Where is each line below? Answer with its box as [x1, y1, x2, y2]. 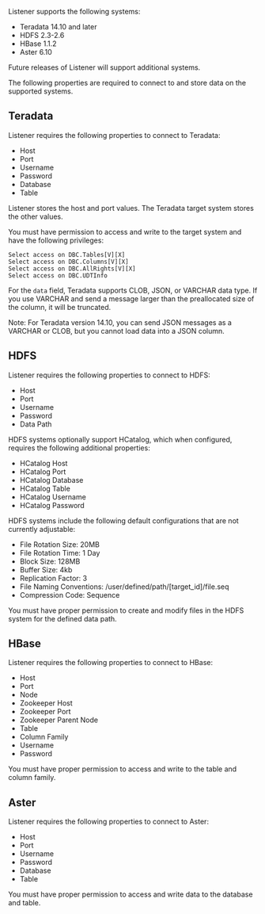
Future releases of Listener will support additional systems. [8, 63, 201, 72]
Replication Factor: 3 [19, 573, 88, 583]
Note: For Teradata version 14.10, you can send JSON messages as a [8, 317, 232, 327]
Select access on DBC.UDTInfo [8, 271, 108, 280]
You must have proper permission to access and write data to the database [8, 889, 253, 899]
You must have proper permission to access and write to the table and [8, 764, 237, 774]
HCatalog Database [19, 475, 84, 484]
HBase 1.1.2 [19, 39, 57, 48]
